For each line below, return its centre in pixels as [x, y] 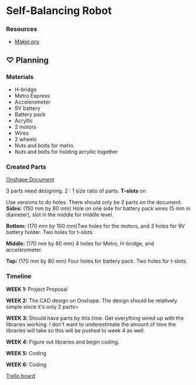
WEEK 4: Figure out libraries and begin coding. [63, 342]
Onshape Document [30, 180]
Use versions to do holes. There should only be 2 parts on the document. [94, 202]
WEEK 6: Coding [26, 365]
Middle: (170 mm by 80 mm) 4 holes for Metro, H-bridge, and [80, 243]
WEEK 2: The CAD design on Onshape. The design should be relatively [92, 300]
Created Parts [26, 167]
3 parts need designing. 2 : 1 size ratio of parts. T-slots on [76, 191]
